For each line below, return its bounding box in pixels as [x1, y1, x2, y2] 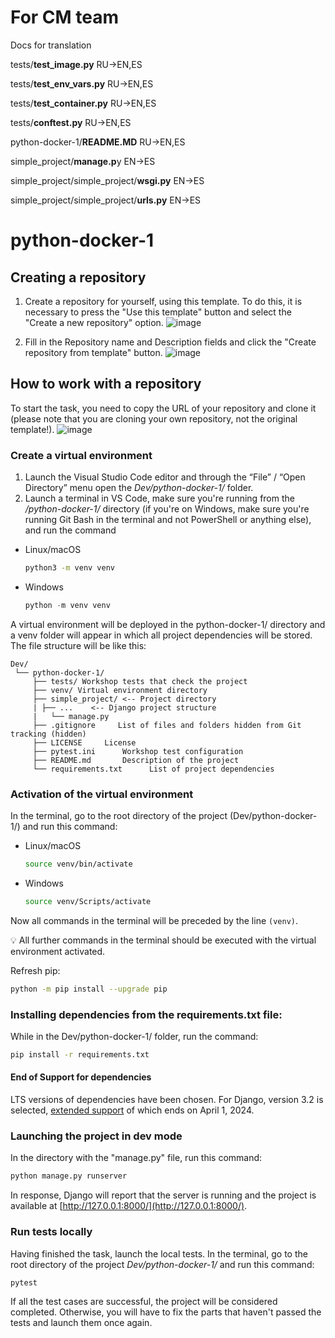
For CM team [10, 6, 120, 29]
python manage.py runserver [10, 1171, 128, 1181]
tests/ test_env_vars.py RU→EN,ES [10, 77, 154, 90]
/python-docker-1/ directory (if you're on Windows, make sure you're [24, 503, 310, 515]
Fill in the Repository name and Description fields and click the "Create [24, 336, 317, 348]
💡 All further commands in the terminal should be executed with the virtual [10, 934, 317, 946]
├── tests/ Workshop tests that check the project [32, 676, 248, 686]
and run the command [24, 524, 117, 536]
